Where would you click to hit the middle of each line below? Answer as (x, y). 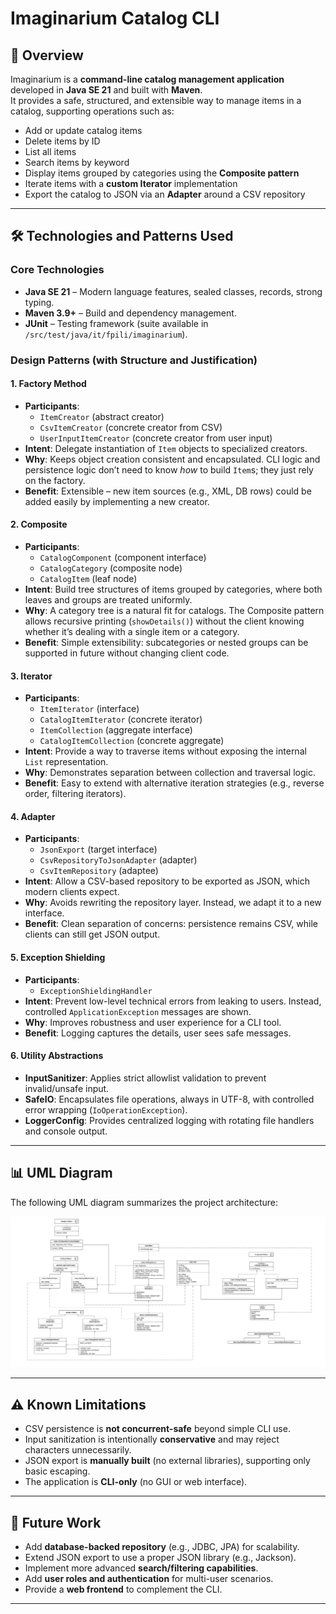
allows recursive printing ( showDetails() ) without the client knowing (164, 621)
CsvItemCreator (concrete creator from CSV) (131, 427)
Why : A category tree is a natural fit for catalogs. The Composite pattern (174, 611)
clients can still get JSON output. (92, 934)
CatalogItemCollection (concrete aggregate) (132, 741)
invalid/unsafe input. (67, 1088)
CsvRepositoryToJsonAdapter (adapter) (118, 860)
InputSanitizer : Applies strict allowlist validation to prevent (145, 1078)
